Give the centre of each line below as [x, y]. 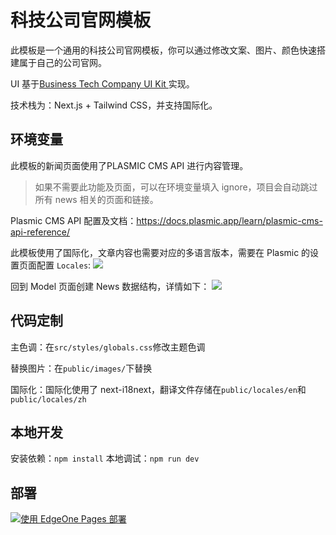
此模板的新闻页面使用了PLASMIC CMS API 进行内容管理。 [129, 165]
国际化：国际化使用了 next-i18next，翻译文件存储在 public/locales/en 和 [158, 389]
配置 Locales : [64, 265]
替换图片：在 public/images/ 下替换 [81, 368]
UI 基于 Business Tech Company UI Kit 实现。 [102, 83]
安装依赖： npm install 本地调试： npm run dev [105, 458]
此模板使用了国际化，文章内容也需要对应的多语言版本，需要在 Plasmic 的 [160, 252]
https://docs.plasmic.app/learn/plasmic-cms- [229, 220]
